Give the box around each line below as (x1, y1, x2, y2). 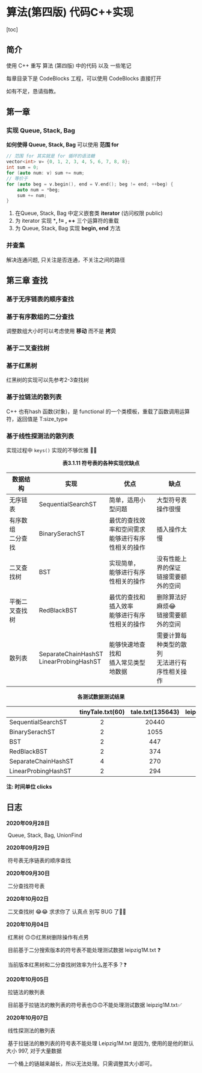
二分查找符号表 (7, 882, 45, 889)
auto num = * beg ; (17, 187, 61, 193)
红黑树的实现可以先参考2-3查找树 (6, 376, 89, 384)
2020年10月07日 (6, 1014, 49, 1021)
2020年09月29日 (6, 844, 50, 851)
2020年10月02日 (6, 895, 49, 902)
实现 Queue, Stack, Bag (6, 126, 75, 135)
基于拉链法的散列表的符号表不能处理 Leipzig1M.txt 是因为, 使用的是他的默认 (7, 1039, 194, 1047)
